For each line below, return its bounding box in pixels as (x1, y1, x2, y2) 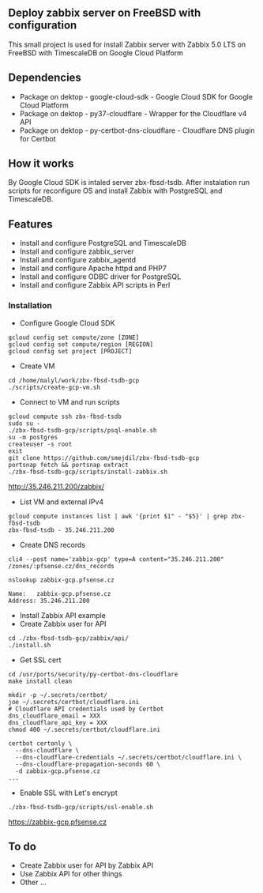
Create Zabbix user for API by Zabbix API (19, 861, 154, 870)
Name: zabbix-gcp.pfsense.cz (8, 590, 111, 597)
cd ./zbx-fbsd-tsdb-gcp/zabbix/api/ (8, 634, 129, 642)
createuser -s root (8, 440, 73, 448)
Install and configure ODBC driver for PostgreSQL (19, 272, 182, 281)
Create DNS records (19, 540, 85, 549)
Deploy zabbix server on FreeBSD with (8, 6, 201, 20)
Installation (8, 300, 53, 311)
